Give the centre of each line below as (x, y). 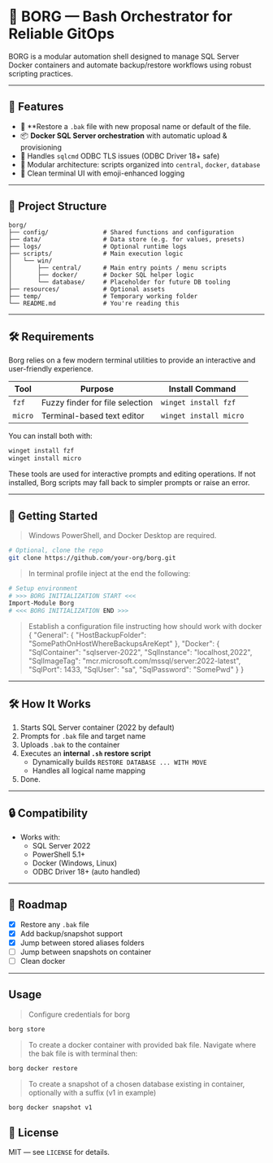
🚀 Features (36, 107)
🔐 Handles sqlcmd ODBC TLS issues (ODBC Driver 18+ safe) (120, 156)
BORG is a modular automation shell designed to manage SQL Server (124, 56)
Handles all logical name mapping (89, 770)
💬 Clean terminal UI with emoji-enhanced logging (102, 173)
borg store (27, 1029)
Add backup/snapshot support (71, 933)
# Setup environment (43, 588)
